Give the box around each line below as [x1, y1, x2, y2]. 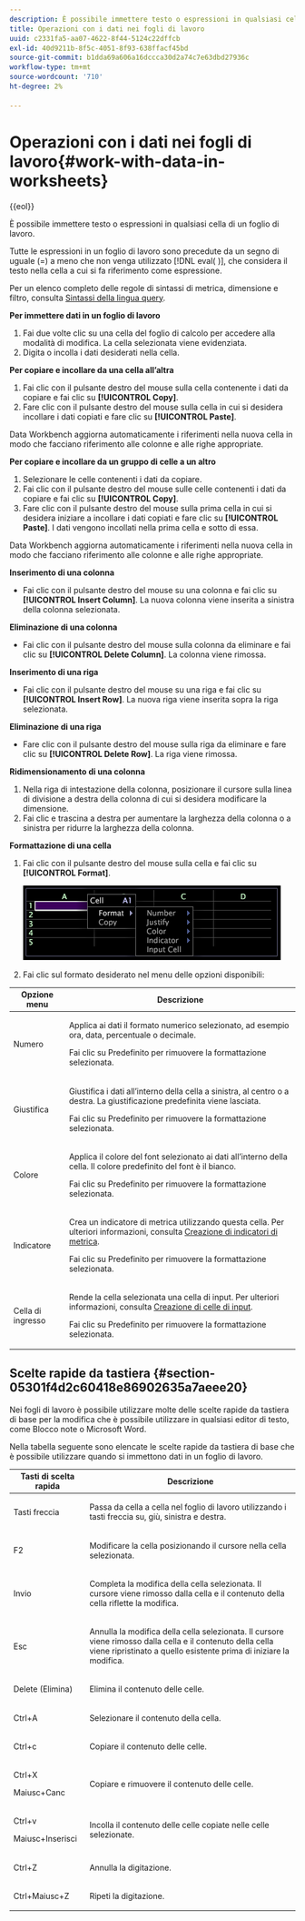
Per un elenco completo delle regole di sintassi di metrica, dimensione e [9, 282, 279, 293]
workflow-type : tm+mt [9, 63, 92, 72]
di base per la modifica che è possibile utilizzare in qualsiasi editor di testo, [9, 1413, 290, 1424]
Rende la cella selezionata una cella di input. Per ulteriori [68, 1292, 280, 1303]
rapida [34, 1481, 61, 1491]
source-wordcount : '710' [9, 73, 103, 82]
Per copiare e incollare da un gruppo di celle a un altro [9, 456, 216, 467]
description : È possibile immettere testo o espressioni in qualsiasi [9, 15, 282, 24]
